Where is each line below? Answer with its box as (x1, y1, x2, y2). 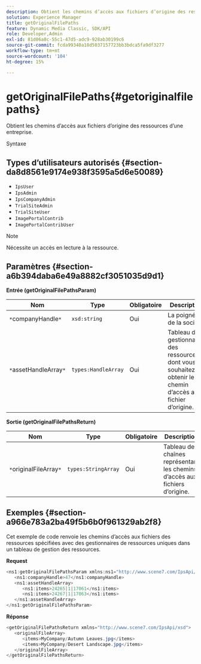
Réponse (6, 613, 29, 620)
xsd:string (71, 315, 103, 322)
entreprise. (6, 129, 33, 136)
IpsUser (14, 184, 34, 190)
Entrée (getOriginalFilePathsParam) (6, 287, 97, 294)
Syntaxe (6, 140, 27, 147)
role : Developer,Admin (6, 31, 63, 37)
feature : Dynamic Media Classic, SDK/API (6, 25, 111, 32)
